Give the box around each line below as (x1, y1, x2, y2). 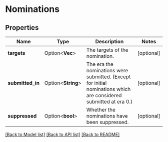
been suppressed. (86, 119, 129, 126)
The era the (86, 61, 113, 68)
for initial (86, 80, 107, 86)
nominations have (86, 113, 128, 119)
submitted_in (7, 80, 40, 86)
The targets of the (86, 46, 128, 53)
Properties (5, 23, 39, 32)
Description (95, 38, 124, 45)
